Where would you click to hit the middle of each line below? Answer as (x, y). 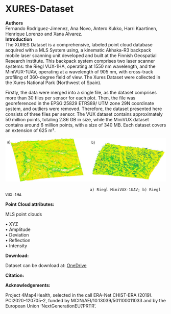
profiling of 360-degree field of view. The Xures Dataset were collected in (83, 77)
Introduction (19, 39)
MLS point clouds (24, 214)
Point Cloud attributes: (30, 204)
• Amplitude (18, 229)
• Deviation (17, 234)
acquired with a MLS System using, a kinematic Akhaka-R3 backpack (78, 50)
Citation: (15, 275)
